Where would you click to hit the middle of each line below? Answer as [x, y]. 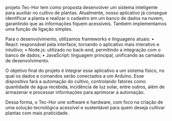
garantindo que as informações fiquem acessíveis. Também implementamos [86, 23]
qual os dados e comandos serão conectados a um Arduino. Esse [75, 76]
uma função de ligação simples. [39, 29]
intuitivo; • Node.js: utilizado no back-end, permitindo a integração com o [83, 50]
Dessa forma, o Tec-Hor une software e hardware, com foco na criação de [84, 102]
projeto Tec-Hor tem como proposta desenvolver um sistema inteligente [82, 7]
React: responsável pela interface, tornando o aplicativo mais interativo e [82, 44]
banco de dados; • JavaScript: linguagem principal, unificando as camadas [85, 55]
